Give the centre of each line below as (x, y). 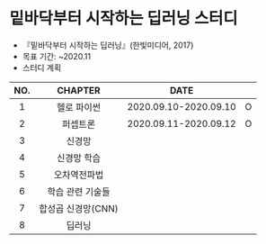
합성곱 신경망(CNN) (79, 208)
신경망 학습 (79, 158)
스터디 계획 (42, 68)
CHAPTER (79, 90)
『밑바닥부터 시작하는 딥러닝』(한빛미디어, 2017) (108, 45)
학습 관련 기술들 (79, 192)
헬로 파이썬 (79, 107)
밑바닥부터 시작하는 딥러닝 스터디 (124, 18)
